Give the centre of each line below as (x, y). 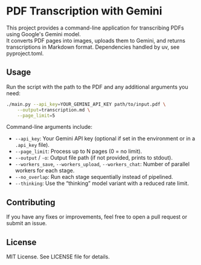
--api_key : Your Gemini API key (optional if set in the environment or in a (105, 139)
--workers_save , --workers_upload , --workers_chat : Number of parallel (102, 164)
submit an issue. (27, 223)
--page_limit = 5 (36, 116)
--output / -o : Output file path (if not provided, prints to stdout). (94, 158)
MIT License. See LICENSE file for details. (58, 257)
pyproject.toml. (25, 53)
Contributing (31, 202)
